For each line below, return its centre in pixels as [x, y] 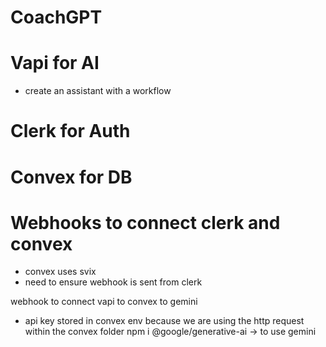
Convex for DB [71, 177]
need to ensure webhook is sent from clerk [113, 282]
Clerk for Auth [70, 131]
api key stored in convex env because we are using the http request [164, 321]
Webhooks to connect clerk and [145, 222]
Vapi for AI [55, 63]
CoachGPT [56, 17]
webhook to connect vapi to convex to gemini [104, 302]
